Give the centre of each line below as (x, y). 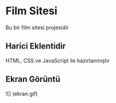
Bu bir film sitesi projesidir (37, 27)
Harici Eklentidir (36, 46)
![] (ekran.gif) (22, 93)
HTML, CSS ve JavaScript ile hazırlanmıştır (58, 60)
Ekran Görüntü (33, 79)
